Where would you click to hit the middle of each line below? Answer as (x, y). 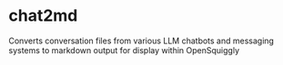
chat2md (43, 16)
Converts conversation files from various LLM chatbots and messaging (141, 41)
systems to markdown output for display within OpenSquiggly (124, 50)
